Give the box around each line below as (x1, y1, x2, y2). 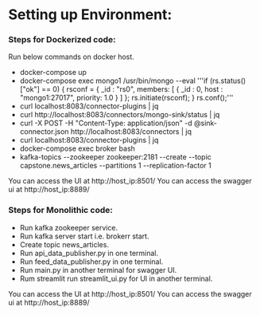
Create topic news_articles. (19, 239, 110, 249)
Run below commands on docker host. (8, 52, 135, 61)
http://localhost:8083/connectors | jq (70, 127, 192, 136)
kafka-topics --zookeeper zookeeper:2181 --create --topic (19, 152, 212, 162)
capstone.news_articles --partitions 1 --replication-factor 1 (19, 161, 212, 171)
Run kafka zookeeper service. (19, 222, 118, 232)
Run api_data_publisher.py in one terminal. (19, 248, 159, 258)
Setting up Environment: (8, 6, 173, 24)
